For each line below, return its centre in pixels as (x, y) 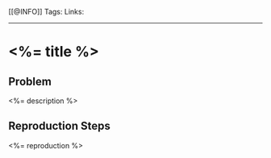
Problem (30, 81)
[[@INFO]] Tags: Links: (46, 12)
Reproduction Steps (59, 126)
